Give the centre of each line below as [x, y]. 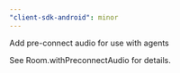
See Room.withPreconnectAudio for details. [90, 60]
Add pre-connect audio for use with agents [89, 43]
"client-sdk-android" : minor [64, 17]
